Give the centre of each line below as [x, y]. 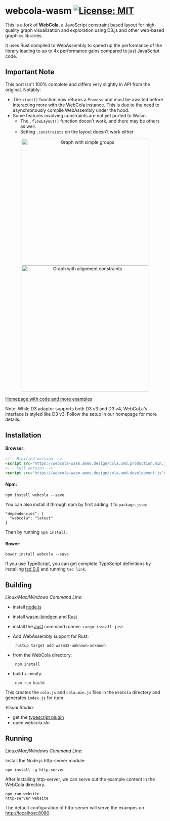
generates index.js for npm [34, 698]
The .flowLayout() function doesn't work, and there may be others [90, 121]
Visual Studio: [20, 708]
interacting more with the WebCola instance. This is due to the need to [86, 105]
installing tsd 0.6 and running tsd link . [46, 569]
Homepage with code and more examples [49, 399]
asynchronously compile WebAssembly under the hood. [71, 110]
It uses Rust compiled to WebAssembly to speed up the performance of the [84, 45]
